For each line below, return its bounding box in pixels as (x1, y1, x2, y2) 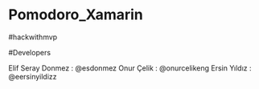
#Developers (8, 47, 51, 57)
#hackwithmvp (8, 32, 58, 42)
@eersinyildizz (8, 71, 58, 81)
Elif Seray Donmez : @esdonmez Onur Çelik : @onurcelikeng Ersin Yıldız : (8, 63, 252, 73)
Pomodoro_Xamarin (8, 6, 143, 24)
